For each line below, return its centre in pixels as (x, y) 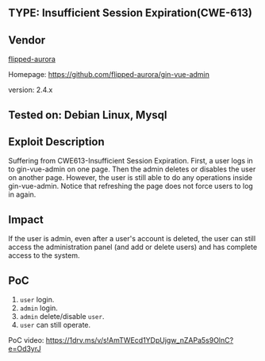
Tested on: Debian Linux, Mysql (88, 115)
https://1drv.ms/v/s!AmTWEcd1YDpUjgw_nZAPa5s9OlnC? (140, 340)
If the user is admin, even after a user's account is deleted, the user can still (132, 239)
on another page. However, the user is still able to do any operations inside (130, 178)
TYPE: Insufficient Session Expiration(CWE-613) (130, 13)
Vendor (27, 40)
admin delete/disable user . (62, 317)
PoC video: (26, 340)
